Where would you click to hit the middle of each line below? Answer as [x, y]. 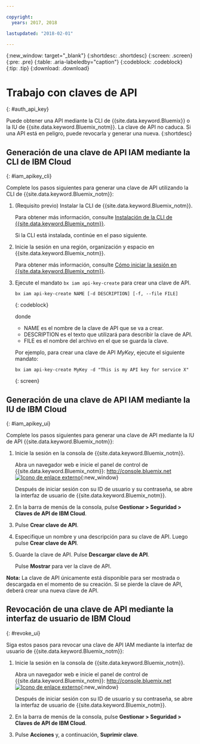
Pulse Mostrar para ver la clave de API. [63, 566]
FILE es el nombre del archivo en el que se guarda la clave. [96, 341]
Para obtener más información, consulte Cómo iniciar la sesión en [96, 265]
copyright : [20, 17]
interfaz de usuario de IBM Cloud [69, 619]
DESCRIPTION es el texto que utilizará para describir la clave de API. [108, 335]
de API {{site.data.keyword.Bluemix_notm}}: [60, 441]
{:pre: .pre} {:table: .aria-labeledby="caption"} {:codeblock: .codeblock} [95, 62]
